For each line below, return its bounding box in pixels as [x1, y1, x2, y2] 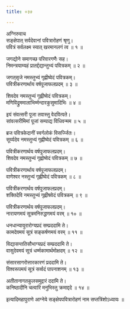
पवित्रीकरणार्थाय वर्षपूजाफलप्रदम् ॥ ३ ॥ [6, 81, 78, 88]
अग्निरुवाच [6, 30, 27, 37]
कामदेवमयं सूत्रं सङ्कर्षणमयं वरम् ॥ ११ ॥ [6, 228, 83, 236]
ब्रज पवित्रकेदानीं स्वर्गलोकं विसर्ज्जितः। [6, 129, 76, 136]
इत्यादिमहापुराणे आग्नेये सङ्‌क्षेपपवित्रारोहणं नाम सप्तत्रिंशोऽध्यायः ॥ [6, 295, 124, 302]
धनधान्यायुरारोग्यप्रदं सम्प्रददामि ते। [6, 221, 69, 228]
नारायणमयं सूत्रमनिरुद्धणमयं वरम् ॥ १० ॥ [6, 210, 82, 217]
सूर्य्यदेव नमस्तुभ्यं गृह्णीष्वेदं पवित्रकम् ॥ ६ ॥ [6, 136, 83, 143]
